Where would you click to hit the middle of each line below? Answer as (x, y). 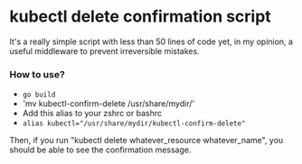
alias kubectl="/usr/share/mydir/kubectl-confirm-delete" (134, 123)
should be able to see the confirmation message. (100, 150)
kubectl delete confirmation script (140, 17)
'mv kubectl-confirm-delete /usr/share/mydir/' (109, 104)
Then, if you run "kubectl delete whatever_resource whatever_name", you (146, 141)
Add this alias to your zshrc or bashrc (92, 114)
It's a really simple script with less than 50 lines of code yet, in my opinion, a (151, 41)
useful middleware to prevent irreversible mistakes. (105, 50)
